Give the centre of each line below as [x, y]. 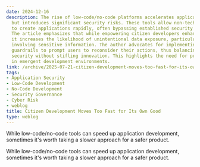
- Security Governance [34, 94]
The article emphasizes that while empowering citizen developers [96, 34]
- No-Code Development [34, 89]
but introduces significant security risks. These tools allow [91, 23]
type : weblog [22, 116]
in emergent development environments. [61, 61]
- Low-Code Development [36, 84]
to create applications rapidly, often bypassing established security [102, 28]
